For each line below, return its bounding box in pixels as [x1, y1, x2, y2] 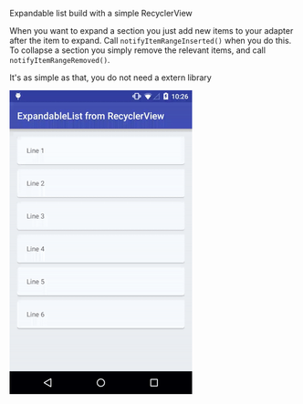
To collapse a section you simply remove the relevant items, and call [9, 45, 266, 56]
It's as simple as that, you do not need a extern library [9, 72, 212, 83]
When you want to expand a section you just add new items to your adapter [9, 26, 294, 36]
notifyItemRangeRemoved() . [9, 55, 110, 65]
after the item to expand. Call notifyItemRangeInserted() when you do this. [9, 36, 292, 46]
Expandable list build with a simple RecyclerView [9, 8, 193, 18]
